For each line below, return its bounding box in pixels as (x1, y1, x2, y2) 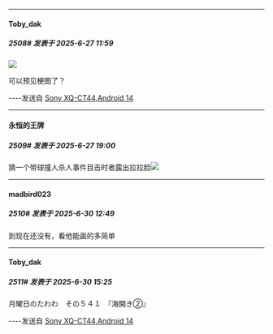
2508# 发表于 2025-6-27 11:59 (8, 38, 114, 49)
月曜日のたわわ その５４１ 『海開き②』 (8, 299, 150, 309)
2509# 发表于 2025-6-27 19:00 (8, 140, 116, 150)
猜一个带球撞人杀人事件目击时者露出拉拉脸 (8, 163, 151, 173)
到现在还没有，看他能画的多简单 (8, 230, 115, 240)
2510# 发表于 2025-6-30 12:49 (8, 208, 115, 219)
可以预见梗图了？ (8, 75, 66, 85)
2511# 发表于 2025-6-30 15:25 (8, 276, 112, 286)
